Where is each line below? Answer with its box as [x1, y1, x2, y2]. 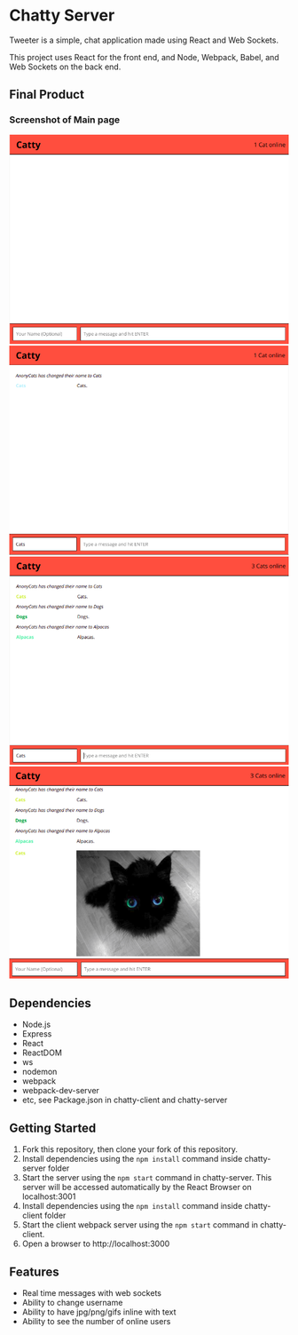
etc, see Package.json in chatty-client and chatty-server [21, 1094, 228, 1106]
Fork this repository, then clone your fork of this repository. [21, 1144, 238, 1155]
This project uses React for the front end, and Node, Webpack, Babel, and [9, 52, 279, 62]
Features [9, 1264, 59, 1279]
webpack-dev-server [21, 1085, 100, 1096]
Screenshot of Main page [9, 114, 121, 126]
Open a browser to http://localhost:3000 [21, 1238, 170, 1249]
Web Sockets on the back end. [9, 61, 122, 72]
